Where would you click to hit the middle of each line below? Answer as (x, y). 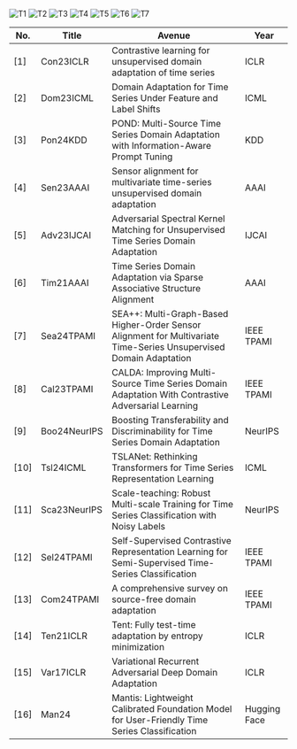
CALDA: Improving (150, 372)
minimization (138, 647)
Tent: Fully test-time (154, 625)
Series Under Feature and (165, 98)
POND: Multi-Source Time (167, 124)
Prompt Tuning (142, 157)
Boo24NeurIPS (72, 431)
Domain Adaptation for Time (170, 87)
